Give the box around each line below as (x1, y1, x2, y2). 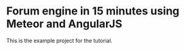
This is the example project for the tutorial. (6, 37, 113, 44)
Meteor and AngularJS (6, 17, 123, 31)
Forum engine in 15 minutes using (6, 4, 180, 18)
